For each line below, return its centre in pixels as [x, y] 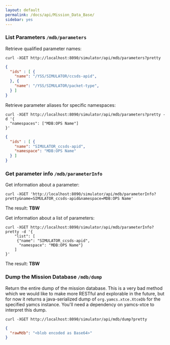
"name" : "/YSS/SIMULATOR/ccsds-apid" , [56, 76]
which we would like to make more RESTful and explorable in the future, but [85, 293]
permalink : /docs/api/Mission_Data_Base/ [50, 15]
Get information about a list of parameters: [50, 218]
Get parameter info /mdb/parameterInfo [54, 173]
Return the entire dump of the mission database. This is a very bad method [84, 288]
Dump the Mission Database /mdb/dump [54, 277]
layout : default [22, 10]
